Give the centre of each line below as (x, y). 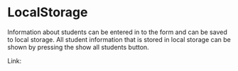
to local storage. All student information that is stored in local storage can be (119, 39)
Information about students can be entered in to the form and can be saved (117, 32)
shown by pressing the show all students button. (78, 47)
